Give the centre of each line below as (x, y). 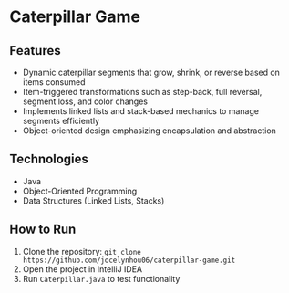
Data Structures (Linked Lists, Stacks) (93, 200)
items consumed (54, 82)
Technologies (49, 159)
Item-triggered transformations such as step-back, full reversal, (142, 92)
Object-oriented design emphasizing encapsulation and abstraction (149, 131)
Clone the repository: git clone (82, 251)
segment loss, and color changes (85, 101)
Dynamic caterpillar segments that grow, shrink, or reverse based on (151, 72)
